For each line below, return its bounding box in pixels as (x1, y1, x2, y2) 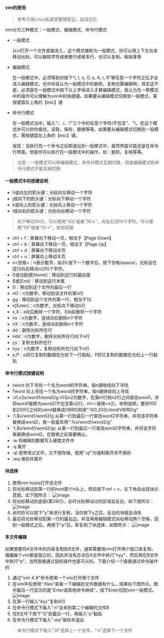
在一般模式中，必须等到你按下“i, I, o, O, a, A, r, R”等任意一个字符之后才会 (12, 75, 159, 81)
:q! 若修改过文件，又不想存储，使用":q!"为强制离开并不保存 (12, 450, 132, 456)
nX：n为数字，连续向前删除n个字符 (12, 321, 83, 327)
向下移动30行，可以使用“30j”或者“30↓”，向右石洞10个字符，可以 (17, 219, 149, 225)
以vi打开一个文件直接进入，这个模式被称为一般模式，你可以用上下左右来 (12, 48, 158, 54)
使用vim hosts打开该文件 (12, 480, 62, 486)
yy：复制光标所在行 (12, 340, 52, 346)
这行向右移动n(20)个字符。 (12, 266, 67, 272)
